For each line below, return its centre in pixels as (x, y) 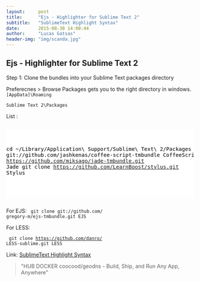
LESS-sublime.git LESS (34, 243)
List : (12, 116)
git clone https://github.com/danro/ (55, 238)
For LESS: (18, 227)
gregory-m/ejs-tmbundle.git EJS (46, 216)
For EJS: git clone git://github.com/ (54, 211)
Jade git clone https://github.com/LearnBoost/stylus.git (93, 167)
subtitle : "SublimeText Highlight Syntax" (62, 23)
